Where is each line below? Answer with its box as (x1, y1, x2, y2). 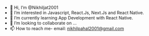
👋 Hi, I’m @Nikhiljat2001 (9, 5, 58, 10)
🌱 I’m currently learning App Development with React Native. (9, 15, 133, 20)
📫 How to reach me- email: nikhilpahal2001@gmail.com (9, 26, 124, 31)
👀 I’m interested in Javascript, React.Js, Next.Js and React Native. (9, 10, 144, 16)
